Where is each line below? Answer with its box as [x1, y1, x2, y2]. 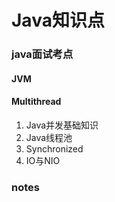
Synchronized [25, 142, 84, 155]
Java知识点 [11, 9, 105, 32]
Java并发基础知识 [25, 119, 99, 131]
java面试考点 [11, 47, 74, 61]
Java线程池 [25, 131, 73, 143]
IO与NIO [25, 154, 61, 166]
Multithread [11, 96, 62, 108]
